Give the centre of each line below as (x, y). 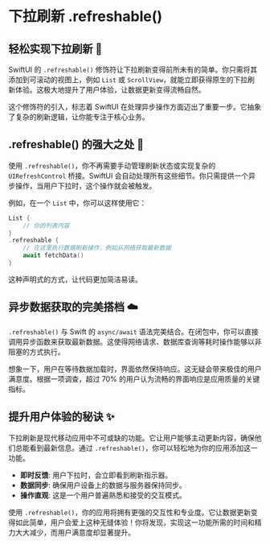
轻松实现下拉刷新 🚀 (55, 49)
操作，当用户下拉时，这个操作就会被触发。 (86, 185)
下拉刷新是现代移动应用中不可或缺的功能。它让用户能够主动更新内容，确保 (131, 438)
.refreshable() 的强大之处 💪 (76, 145)
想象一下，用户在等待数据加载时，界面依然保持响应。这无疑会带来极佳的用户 (135, 369)
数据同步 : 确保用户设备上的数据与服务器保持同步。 (103, 485)
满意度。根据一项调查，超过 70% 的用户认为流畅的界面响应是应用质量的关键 (134, 378)
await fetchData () (53, 256)
